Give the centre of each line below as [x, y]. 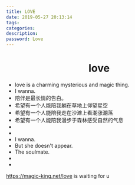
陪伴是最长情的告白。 [40, 98]
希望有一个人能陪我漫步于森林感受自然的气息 [69, 120]
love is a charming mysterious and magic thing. [72, 85]
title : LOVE [21, 12]
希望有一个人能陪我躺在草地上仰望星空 [61, 105]
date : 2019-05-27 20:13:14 [39, 17]
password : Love [25, 39]
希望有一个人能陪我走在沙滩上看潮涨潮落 [64, 112]
